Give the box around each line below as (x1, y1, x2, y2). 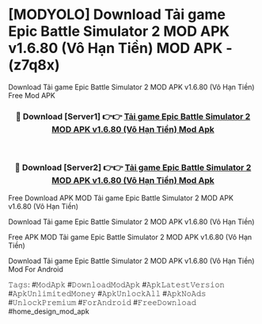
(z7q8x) (8, 56, 61, 74)
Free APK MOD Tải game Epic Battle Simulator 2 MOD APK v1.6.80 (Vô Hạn (8, 232, 253, 242)
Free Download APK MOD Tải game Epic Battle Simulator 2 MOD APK (8, 192, 234, 203)
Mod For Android (8, 264, 63, 274)
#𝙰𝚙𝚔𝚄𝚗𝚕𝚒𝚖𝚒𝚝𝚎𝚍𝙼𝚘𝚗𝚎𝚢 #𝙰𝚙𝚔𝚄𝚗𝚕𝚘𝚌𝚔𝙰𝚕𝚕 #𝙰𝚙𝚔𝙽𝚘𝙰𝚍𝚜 (8, 288, 207, 298)
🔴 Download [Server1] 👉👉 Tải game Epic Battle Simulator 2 (15, 111, 251, 122)
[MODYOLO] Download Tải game (8, 6, 226, 24)
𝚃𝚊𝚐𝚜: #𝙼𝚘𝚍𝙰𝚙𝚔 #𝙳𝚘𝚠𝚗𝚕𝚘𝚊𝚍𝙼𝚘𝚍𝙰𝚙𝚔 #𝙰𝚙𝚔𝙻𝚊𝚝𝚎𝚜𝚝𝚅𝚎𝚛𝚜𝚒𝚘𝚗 (8, 280, 226, 289)
